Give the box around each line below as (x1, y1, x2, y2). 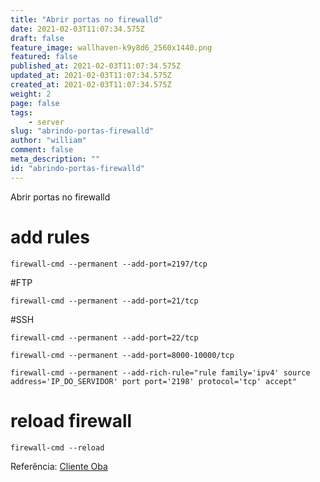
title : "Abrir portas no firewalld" (10, 14, 163, 25)
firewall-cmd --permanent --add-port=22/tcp (10, 332, 199, 343)
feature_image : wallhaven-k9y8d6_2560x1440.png (10, 42, 213, 53)
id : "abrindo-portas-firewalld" (10, 163, 145, 173)
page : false (10, 98, 60, 108)
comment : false (10, 145, 74, 155)
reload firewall (10, 409, 133, 432)
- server (28, 117, 65, 127)
